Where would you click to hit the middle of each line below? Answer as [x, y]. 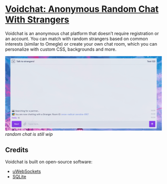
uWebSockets [27, 171]
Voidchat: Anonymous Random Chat [82, 9]
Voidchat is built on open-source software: [49, 162]
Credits [17, 150]
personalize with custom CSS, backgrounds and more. [61, 49]
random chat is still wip [29, 134]
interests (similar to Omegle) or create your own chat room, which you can [81, 44]
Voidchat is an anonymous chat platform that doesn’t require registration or [82, 33]
